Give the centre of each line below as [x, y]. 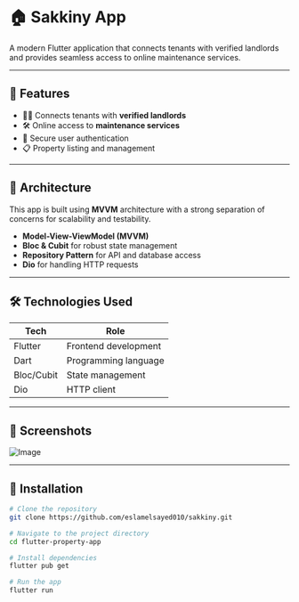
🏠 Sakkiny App [68, 17]
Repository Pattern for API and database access [112, 255]
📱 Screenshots [51, 431]
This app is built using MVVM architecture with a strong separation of [137, 209]
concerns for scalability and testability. [80, 218]
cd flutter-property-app [55, 541]
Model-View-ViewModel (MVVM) [85, 236]
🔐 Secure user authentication [75, 138]
